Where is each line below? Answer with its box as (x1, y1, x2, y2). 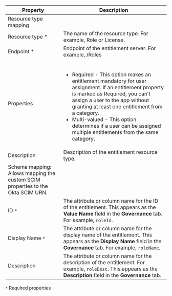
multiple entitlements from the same (72, 129, 159, 135)
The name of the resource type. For (63, 30, 148, 37)
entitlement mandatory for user (72, 77, 147, 84)
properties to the (8, 183, 48, 189)
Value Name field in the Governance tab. (63, 210, 163, 217)
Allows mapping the (8, 170, 55, 176)
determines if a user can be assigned (72, 123, 161, 129)
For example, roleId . (63, 216, 113, 224)
